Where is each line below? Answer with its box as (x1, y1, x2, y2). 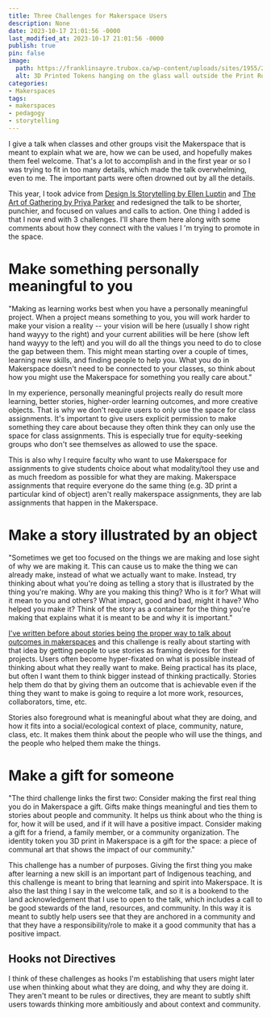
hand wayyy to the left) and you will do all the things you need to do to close (8, 338, 262, 348)
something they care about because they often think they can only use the (8, 422, 256, 431)
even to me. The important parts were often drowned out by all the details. (8, 173, 256, 182)
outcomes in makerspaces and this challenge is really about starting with (8, 636, 251, 646)
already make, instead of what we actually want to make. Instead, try (8, 569, 236, 579)
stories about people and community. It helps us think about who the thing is (8, 810, 263, 819)
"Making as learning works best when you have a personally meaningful (8, 303, 248, 313)
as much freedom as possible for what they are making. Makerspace (8, 472, 236, 481)
